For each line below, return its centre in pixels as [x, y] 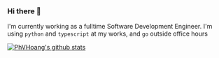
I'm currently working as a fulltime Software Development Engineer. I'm [110, 27]
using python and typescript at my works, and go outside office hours [108, 34]
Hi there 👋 [24, 11]
